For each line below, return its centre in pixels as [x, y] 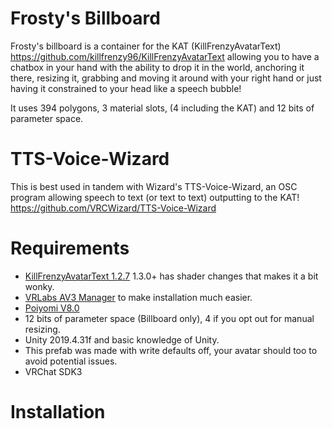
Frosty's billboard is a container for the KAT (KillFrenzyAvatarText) [146, 46]
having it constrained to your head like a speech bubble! [126, 88]
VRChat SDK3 [53, 371]
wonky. [39, 286]
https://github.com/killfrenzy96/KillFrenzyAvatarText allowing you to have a [165, 56]
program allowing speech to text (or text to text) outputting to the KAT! [155, 197]
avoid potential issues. [71, 361]
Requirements [70, 248]
